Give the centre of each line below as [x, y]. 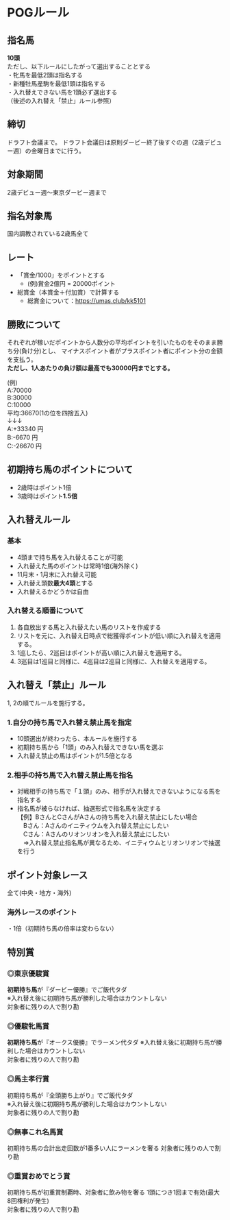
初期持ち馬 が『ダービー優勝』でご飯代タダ [67, 990]
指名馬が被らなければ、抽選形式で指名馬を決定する [89, 809]
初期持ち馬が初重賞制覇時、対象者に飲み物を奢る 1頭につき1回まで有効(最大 [114, 1193]
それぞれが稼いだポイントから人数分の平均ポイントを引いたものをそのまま [112, 343]
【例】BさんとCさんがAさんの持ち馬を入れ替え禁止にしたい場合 [107, 817]
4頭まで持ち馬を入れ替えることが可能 [70, 557]
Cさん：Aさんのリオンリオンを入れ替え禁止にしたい [96, 834]
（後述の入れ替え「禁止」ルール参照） [61, 101]
